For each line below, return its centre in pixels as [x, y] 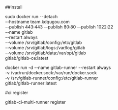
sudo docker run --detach [31, 16]
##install [14, 7]
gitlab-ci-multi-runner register [36, 102]
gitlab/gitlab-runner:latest [31, 83]
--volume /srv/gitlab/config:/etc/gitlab [44, 43]
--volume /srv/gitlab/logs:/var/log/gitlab [45, 48]
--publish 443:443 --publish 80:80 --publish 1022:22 [59, 27]
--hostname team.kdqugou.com [37, 22]
